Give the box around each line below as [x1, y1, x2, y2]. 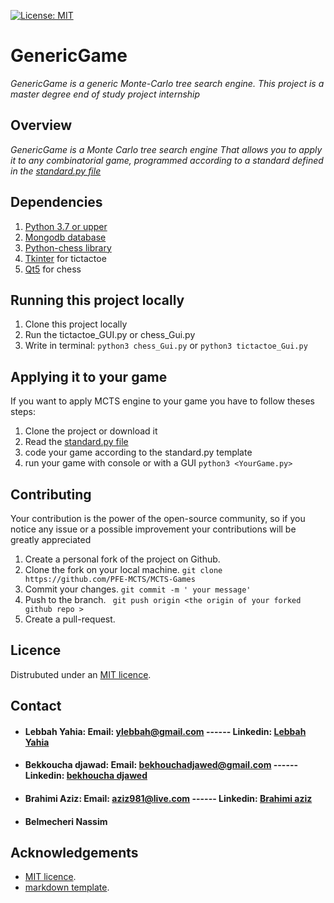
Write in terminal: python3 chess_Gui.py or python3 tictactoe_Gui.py [24, 340, 308, 352]
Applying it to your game [10, 368, 168, 385]
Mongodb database [24, 231, 107, 243]
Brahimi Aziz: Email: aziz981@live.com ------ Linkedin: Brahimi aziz [24, 792, 313, 804]
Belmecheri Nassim [24, 815, 108, 827]
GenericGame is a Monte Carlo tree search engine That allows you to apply [10, 143, 323, 155]
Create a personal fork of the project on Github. [24, 553, 221, 565]
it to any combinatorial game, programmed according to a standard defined [10, 154, 324, 166]
